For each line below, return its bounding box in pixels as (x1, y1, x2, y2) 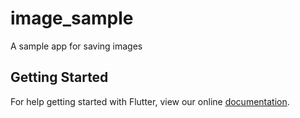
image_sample (10, 7, 134, 30)
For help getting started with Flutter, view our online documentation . (10, 95, 290, 107)
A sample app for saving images (10, 40, 143, 52)
